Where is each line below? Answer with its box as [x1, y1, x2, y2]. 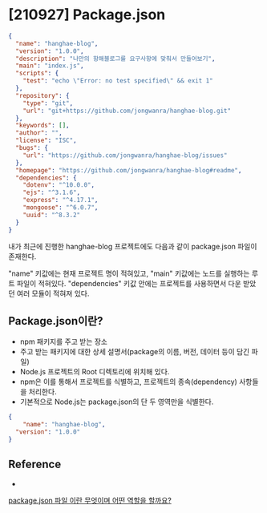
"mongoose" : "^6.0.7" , [22, 204, 99, 212]
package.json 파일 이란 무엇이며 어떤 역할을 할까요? [8, 495, 172, 505]
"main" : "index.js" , [15, 62, 84, 70]
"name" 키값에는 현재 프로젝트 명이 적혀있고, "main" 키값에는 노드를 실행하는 [8, 269, 250, 278]
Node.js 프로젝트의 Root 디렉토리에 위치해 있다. [19, 367, 170, 377]
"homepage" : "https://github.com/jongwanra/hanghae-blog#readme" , [15, 166, 242, 174]
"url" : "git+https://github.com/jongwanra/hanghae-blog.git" [22, 107, 231, 115]
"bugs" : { [15, 144, 48, 152]
